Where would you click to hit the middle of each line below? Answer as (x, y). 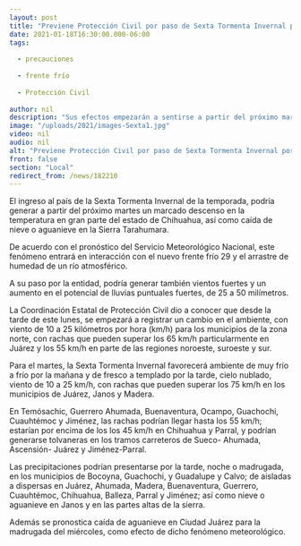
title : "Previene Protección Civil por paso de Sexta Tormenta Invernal (148, 26)
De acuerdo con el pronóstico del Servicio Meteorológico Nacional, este (142, 247)
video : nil (30, 134)
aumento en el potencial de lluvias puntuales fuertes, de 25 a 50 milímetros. (149, 293)
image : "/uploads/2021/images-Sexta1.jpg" (90, 126)
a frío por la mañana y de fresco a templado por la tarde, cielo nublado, (141, 375)
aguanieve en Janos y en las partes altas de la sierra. (107, 505)
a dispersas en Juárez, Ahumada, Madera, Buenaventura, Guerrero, (134, 486)
